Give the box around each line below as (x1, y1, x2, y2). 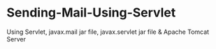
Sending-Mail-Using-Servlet (6, 5, 176, 21)
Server (6, 35, 26, 43)
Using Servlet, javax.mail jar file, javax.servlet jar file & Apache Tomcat (6, 28, 210, 36)
